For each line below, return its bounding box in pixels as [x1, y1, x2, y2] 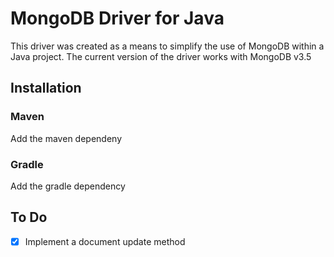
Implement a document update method [24, 235, 186, 247]
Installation [10, 80, 82, 97]
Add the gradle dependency [10, 180, 126, 192]
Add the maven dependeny [10, 132, 122, 144]
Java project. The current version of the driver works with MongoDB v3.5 [10, 50, 312, 62]
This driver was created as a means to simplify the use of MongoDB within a [10, 40, 325, 52]
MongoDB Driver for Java [10, 7, 225, 30]
